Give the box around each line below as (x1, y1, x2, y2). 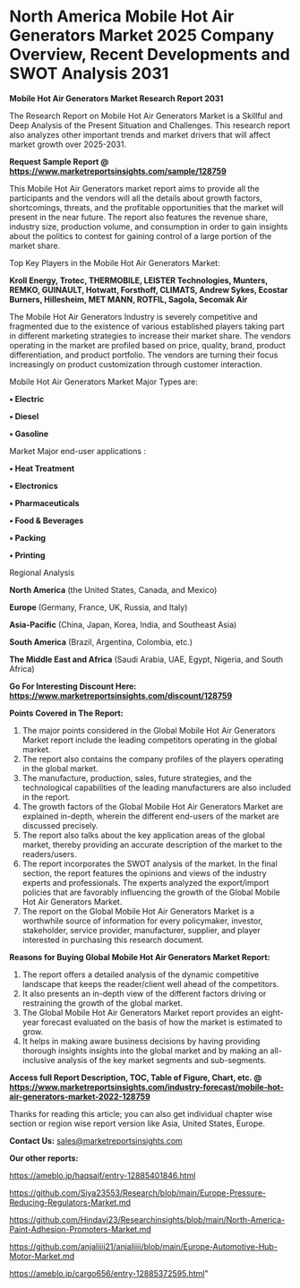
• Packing (9, 532, 47, 543)
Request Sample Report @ (9, 156, 109, 167)
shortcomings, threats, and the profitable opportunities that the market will (9, 202, 284, 212)
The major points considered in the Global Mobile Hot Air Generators (21, 725, 276, 735)
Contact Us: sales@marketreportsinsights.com (9, 1135, 184, 1146)
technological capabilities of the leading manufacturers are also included (21, 782, 291, 793)
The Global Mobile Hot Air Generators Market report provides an (21, 1007, 260, 1018)
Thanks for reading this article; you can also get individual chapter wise (9, 1108, 273, 1119)
